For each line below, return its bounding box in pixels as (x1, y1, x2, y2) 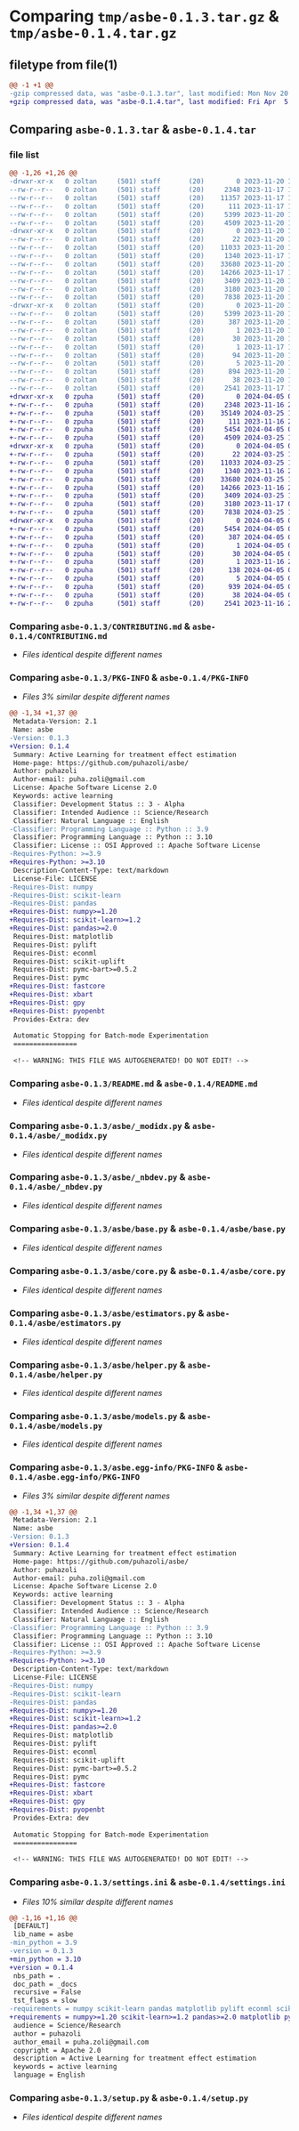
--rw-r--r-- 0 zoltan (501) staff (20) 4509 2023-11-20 (9, 218, 285, 228)
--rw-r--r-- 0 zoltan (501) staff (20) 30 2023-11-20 (9, 334, 285, 343)
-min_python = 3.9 (9, 1938, 77, 1948)
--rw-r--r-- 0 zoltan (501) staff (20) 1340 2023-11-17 (9, 252, 285, 261)
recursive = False (12, 1988, 82, 1997)
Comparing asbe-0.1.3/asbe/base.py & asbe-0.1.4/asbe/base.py (9, 1222, 287, 1234)
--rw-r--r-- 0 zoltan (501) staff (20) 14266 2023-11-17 (9, 268, 285, 277)
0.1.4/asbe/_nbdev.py (9, 1182, 103, 1192)
